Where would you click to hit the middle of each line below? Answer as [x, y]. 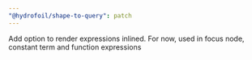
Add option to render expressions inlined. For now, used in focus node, [126, 38]
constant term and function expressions [75, 47]
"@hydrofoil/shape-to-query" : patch [70, 16]
